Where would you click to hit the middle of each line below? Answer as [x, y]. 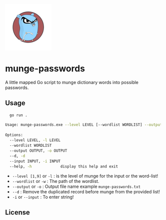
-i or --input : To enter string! [43, 197]
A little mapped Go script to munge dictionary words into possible [72, 82]
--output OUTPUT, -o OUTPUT [39, 151]
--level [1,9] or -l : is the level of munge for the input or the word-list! [85, 176]
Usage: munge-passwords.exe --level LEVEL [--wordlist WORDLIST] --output [84, 125]
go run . [19, 115]
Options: [14, 135]
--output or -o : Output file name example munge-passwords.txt [76, 186]
